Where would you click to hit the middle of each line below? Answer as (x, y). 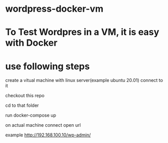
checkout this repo (25, 96)
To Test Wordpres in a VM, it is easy (82, 32)
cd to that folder (22, 105)
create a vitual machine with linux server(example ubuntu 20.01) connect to (84, 80)
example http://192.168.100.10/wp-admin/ (48, 135)
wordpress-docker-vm (54, 9)
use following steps (48, 66)
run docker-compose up (31, 116)
